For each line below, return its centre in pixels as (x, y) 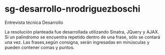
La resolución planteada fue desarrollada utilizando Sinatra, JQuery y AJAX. (82, 32)
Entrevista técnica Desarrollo (34, 22)
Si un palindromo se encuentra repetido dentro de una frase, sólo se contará (82, 37)
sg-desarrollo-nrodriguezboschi (73, 9)
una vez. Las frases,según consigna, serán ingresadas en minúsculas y (77, 42)
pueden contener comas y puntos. (40, 47)
